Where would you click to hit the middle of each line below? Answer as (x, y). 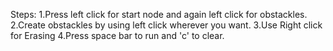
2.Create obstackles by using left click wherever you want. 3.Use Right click (166, 25)
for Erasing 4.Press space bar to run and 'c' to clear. (117, 35)
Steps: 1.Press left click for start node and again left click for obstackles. (159, 14)
